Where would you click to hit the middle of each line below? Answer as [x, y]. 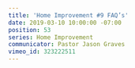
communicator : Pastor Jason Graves [67, 45]
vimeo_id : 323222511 [42, 52]
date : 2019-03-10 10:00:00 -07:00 [65, 23]
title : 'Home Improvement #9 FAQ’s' [68, 15]
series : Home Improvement [51, 37]
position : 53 [30, 30]
